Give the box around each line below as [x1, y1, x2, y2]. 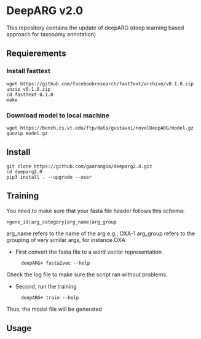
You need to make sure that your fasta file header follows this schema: [6, 207, 185, 214]
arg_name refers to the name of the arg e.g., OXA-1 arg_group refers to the [6, 230, 195, 237]
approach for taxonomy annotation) [6, 30, 97, 37]
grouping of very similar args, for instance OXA [6, 236, 126, 243]
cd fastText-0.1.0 [6, 92, 53, 98]
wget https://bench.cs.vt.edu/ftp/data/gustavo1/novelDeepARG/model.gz [6, 125, 194, 131]
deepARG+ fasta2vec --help [21, 260, 90, 266]
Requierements [6, 49, 66, 59]
